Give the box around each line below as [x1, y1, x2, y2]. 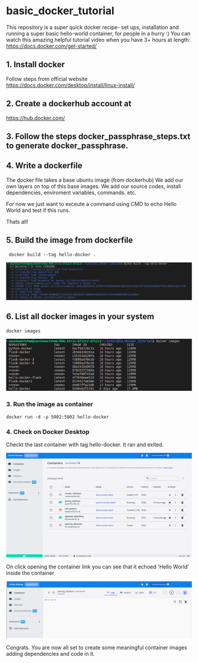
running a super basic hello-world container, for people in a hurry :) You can [6, 30, 191, 37]
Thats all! [6, 218, 28, 225]
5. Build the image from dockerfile [6, 235, 134, 246]
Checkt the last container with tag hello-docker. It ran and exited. [6, 441, 164, 448]
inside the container [6, 570, 55, 577]
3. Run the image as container [6, 400, 93, 408]
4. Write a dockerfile [6, 161, 82, 171]
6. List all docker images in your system [6, 312, 154, 322]
